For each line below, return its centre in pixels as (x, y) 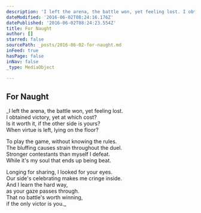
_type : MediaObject (31, 67)
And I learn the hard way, (37, 185)
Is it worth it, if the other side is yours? (53, 124)
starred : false (25, 39)
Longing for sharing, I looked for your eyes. (59, 172)
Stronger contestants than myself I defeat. (58, 154)
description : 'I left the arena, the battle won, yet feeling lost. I (96, 12)
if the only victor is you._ (36, 204)
